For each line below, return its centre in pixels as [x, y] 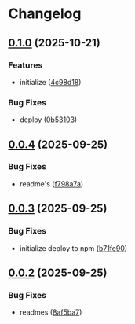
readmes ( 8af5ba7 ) [51, 312]
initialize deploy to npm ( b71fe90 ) [73, 248]
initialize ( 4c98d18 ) [50, 82]
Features [26, 65]
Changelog [45, 14]
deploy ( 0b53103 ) [48, 120]
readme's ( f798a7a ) [51, 184]
